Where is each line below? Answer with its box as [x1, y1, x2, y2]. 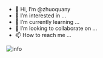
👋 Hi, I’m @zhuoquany [15, 6, 71, 13]
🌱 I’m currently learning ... [15, 19, 80, 25]
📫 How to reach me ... [15, 32, 71, 38]
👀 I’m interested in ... [15, 12, 67, 19]
